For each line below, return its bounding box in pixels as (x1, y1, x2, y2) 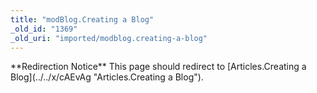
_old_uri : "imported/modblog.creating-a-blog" (10, 33, 208, 43)
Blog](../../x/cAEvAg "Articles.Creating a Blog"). (10, 71, 204, 83)
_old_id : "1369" (10, 24, 78, 34)
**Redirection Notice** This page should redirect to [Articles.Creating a (10, 61, 307, 73)
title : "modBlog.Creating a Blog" (10, 14, 155, 25)
